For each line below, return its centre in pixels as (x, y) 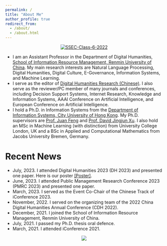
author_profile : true (28, 19)
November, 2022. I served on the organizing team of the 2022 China (83, 202)
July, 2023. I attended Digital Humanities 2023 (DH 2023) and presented (87, 170)
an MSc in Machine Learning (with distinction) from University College (85, 126)
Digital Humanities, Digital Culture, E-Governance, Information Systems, (86, 73)
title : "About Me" (24, 14)
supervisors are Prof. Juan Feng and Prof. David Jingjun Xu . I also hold (85, 121)
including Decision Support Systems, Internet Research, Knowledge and (86, 94)
